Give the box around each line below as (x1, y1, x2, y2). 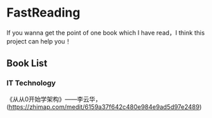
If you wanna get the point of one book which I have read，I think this (6, 28, 205, 37)
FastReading (6, 5, 80, 21)
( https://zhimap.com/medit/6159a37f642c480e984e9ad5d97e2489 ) (6, 102, 202, 111)
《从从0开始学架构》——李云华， (6, 95, 102, 103)
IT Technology (6, 78, 56, 88)
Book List (6, 57, 48, 70)
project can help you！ (6, 37, 71, 46)
